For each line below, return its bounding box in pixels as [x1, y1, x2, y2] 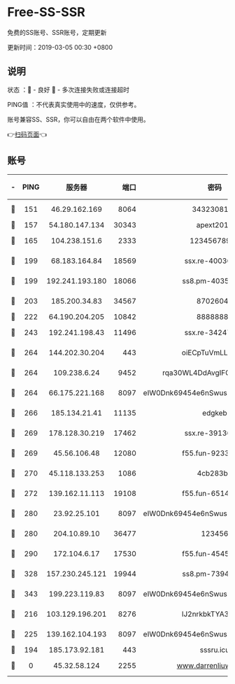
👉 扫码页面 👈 [7, 130, 48, 138]
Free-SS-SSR [7, 4, 85, 20]
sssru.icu [199, 645, 230, 655]
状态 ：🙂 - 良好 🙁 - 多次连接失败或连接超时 [7, 85, 129, 94]
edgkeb [202, 408, 227, 418]
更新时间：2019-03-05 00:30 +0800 [7, 43, 113, 51]
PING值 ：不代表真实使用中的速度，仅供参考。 [7, 100, 141, 108]
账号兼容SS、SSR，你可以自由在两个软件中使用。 [7, 115, 150, 123]
